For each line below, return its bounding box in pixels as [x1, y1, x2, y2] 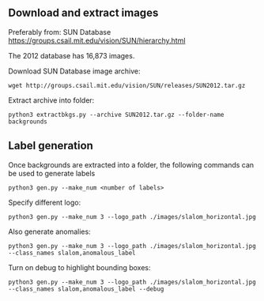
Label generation [8, 139, 93, 152]
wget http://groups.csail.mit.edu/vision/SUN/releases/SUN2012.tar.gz [8, 81, 246, 89]
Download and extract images [8, 6, 159, 20]
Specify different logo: [8, 198, 81, 207]
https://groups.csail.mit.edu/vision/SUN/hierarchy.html [8, 36, 186, 45]
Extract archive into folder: [8, 95, 95, 105]
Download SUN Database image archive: [8, 66, 141, 76]
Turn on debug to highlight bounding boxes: [8, 262, 152, 272]
